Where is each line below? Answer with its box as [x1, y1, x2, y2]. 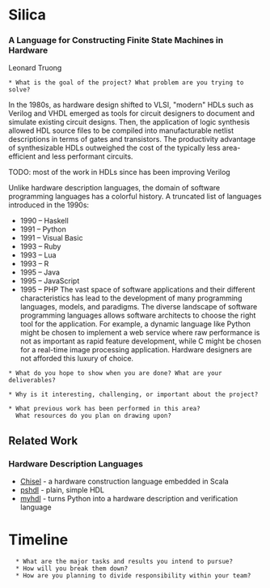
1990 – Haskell [19, 216, 69, 226]
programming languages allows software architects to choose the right [19, 310, 256, 321]
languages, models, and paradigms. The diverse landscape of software [19, 302, 258, 312]
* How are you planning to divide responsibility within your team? [15, 572, 251, 580]
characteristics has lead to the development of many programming [19, 293, 243, 303]
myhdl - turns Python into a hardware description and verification [19, 494, 238, 504]
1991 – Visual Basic [19, 233, 83, 243]
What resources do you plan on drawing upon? [15, 411, 172, 420]
